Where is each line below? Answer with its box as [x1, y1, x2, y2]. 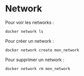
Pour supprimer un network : [5, 57, 64, 63]
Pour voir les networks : [5, 19, 54, 25]
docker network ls [5, 29, 43, 34]
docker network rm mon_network [5, 66, 70, 71]
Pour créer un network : [5, 38, 54, 44]
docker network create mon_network [5, 48, 79, 53]
